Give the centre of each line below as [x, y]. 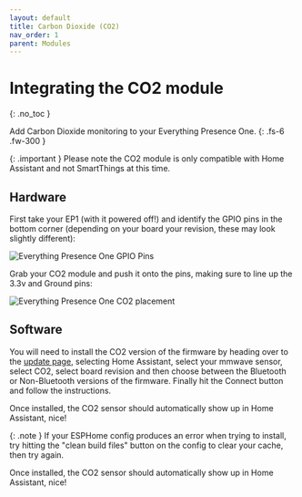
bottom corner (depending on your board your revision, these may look [142, 228]
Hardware [38, 197]
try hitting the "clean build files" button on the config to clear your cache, [146, 445]
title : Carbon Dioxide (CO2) [65, 26]
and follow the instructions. [60, 390]
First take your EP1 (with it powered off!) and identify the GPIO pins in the [146, 219]
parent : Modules [40, 43]
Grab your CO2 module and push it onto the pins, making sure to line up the [151, 274]
